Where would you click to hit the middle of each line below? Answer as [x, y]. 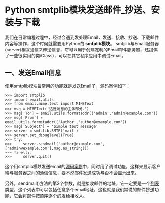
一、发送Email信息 [33, 73]
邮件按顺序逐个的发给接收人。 [57, 196]
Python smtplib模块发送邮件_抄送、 [78, 10]
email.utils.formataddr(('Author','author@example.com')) [66, 122]
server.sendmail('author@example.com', [64, 144]
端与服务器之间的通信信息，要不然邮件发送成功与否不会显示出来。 [72, 173]
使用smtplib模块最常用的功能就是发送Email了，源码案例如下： [68, 86]
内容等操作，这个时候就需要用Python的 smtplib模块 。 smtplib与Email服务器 [82, 43]
